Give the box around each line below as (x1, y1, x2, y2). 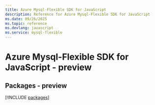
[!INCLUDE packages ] (5, 95, 50, 100)
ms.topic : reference (5, 21, 48, 26)
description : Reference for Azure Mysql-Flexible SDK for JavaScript (5, 12, 151, 17)
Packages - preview (5, 81, 67, 90)
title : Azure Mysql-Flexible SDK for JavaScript (5, 7, 106, 12)
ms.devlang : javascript (5, 26, 54, 31)
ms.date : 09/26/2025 (5, 16, 48, 21)
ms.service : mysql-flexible (5, 30, 63, 35)
